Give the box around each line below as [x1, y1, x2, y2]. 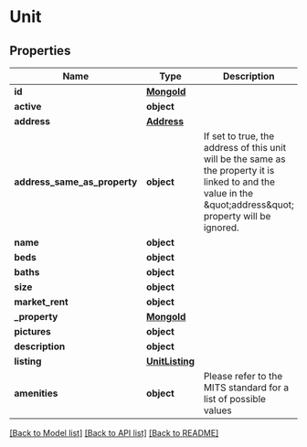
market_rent [14, 295, 69, 308]
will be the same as [203, 153, 286, 165]
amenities [14, 387, 58, 399]
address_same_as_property [14, 176, 138, 188]
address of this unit [203, 142, 286, 154]
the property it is [203, 165, 275, 176]
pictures [14, 325, 52, 337]
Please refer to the [203, 370, 283, 382]
